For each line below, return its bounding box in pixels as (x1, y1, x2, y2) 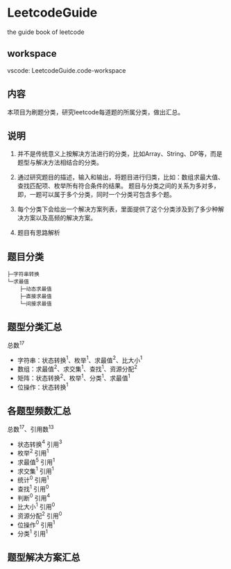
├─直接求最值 (19, 293, 52, 300)
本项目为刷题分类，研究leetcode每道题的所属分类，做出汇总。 (7, 107, 185, 116)
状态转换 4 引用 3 (17, 439, 62, 448)
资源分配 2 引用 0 (17, 511, 62, 520)
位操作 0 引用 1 (17, 519, 55, 529)
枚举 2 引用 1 (17, 448, 49, 457)
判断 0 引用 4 (17, 492, 51, 502)
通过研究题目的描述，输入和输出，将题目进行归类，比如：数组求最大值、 (17, 173, 224, 182)
